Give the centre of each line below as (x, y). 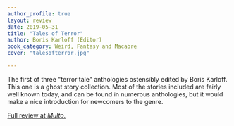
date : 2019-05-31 (33, 27)
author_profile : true (39, 14)
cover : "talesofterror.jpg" (49, 53)
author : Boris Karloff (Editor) (55, 40)
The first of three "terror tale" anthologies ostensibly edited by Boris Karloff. (117, 79)
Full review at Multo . (37, 115)
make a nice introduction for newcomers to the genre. (85, 101)
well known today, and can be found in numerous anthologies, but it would (115, 94)
